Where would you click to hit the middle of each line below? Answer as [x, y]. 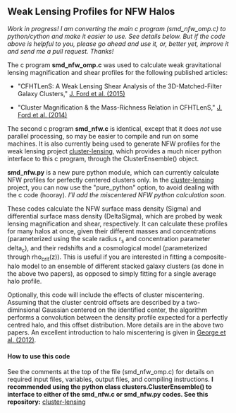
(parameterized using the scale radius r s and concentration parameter [109, 239]
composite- [210, 257]
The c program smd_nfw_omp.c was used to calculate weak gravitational [114, 65]
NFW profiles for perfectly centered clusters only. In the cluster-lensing [111, 180]
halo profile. [25, 281]
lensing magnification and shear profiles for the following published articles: [117, 72]
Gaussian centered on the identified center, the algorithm [125, 310]
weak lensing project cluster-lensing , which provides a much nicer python [114, 151]
